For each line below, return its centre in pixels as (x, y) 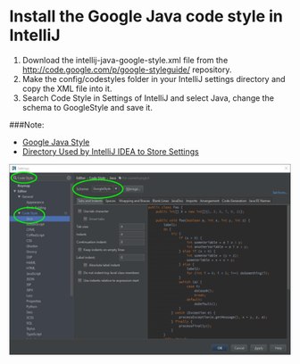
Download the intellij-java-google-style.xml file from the (125, 60)
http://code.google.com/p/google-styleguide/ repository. (127, 70)
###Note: (27, 124)
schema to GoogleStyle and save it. (87, 107)
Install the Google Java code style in (146, 17)
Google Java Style (56, 142)
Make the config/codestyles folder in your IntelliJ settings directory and (154, 79)
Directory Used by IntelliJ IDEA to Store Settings (110, 151)
